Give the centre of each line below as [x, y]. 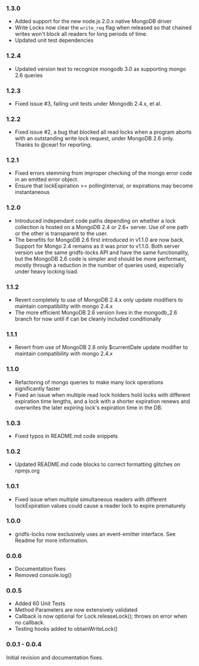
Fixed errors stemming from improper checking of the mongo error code [103, 173]
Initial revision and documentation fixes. [55, 657]
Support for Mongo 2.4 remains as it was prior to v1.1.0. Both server [97, 246]
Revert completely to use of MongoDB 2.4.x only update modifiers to [99, 300]
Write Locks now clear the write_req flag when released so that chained [103, 27]
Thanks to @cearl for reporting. [53, 145]
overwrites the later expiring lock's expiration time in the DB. [89, 408]
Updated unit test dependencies [54, 41]
